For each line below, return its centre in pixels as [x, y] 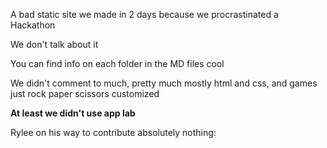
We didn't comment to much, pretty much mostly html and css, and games [164, 83]
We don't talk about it [54, 44]
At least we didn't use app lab [73, 113]
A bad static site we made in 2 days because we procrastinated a [144, 14]
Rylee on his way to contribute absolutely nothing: [113, 132]
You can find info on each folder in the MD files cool [117, 63]
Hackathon [33, 25]
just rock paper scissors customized [85, 93]
